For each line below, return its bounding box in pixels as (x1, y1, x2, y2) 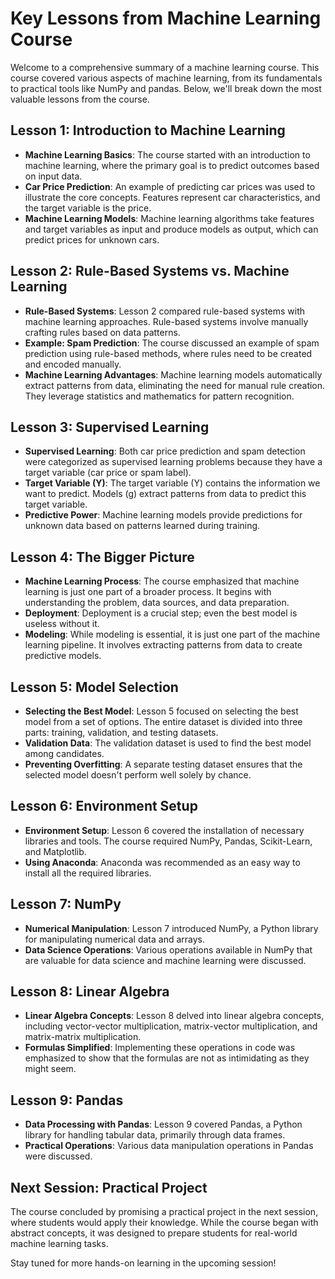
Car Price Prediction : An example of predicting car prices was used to (24, 180, 316, 192)
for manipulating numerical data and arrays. (24, 933, 206, 945)
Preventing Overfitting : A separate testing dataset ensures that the (24, 758, 303, 770)
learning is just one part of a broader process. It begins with (24, 586, 272, 598)
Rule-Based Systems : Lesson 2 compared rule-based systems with (24, 305, 306, 317)
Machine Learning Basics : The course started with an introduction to (24, 148, 311, 161)
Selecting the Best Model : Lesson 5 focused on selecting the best (24, 705, 299, 717)
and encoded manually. (24, 358, 122, 370)
